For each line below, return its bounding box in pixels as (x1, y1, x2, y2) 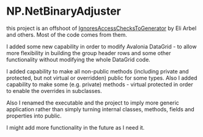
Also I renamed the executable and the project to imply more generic (6, 99, 179, 106)
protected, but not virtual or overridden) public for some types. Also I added (6, 74, 197, 81)
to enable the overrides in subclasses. (6, 87, 102, 94)
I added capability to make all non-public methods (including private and (6, 67, 189, 75)
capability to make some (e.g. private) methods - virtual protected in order (6, 81, 194, 88)
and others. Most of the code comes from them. (6, 31, 127, 38)
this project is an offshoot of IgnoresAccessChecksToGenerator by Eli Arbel (6, 24, 197, 32)
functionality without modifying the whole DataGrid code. (6, 56, 151, 63)
